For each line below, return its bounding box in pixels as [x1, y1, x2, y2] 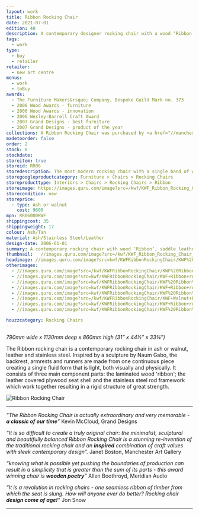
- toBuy [11, 86, 31, 92]
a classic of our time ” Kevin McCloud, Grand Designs [6, 418, 137, 425]
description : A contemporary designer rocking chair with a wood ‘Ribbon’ [6, 31, 195, 37]
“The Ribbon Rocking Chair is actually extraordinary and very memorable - [6, 411, 190, 418]
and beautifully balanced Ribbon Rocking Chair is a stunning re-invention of [6, 435, 192, 443]
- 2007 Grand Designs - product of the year [11, 125, 123, 131]
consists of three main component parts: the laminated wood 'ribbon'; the [6, 370, 186, 377]
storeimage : [6, 185, 36, 191]
